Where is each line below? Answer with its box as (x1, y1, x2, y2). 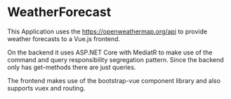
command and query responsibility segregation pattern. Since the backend (7, 55, 225, 63)
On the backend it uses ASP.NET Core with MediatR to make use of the (7, 48, 213, 56)
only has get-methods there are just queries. (7, 63, 136, 71)
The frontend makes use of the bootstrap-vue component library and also (7, 76, 221, 84)
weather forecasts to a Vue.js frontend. (7, 34, 121, 43)
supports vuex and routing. (7, 84, 86, 92)
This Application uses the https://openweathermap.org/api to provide (7, 27, 208, 36)
